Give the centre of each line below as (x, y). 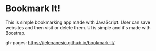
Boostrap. (15, 33)
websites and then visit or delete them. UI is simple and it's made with (78, 27)
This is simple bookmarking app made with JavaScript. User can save (78, 22)
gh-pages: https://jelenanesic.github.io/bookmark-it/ (60, 42)
